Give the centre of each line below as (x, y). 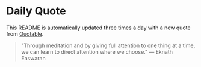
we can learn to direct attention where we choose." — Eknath (97, 51)
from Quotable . (25, 33)
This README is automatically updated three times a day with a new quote (98, 28)
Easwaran (33, 58)
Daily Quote (36, 11)
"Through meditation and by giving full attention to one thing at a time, (108, 45)
